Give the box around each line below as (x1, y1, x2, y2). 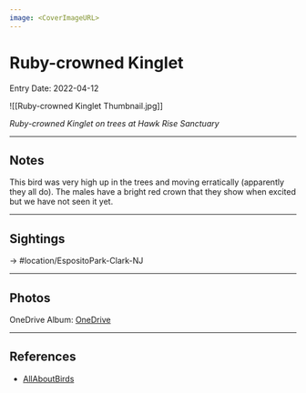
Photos (9, 290, 51, 306)
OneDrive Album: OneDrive (9, 315, 111, 325)
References (9, 349, 76, 365)
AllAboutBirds (22, 373, 75, 384)
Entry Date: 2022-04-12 (9, 83, 99, 94)
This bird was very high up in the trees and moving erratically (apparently (9, 176, 285, 187)
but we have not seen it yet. (9, 196, 114, 207)
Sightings (9, 231, 66, 247)
